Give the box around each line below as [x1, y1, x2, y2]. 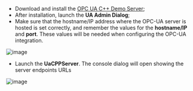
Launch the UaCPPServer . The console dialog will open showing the [14, 60, 184, 67]
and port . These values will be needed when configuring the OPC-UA [14, 31, 186, 38]
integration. [14, 37, 44, 44]
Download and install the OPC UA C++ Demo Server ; [14, 5, 145, 12]
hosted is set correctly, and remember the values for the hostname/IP [14, 24, 188, 31]
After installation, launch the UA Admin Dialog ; [14, 11, 130, 19]
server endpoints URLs [14, 66, 72, 74]
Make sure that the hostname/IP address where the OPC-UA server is [14, 18, 186, 25]
